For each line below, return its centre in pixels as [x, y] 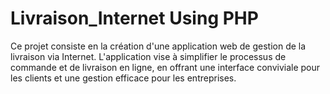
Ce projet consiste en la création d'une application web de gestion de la [158, 46]
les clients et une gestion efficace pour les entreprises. [123, 78]
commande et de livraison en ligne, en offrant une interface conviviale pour [165, 67]
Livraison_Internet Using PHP [134, 18]
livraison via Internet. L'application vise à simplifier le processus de [148, 56]
